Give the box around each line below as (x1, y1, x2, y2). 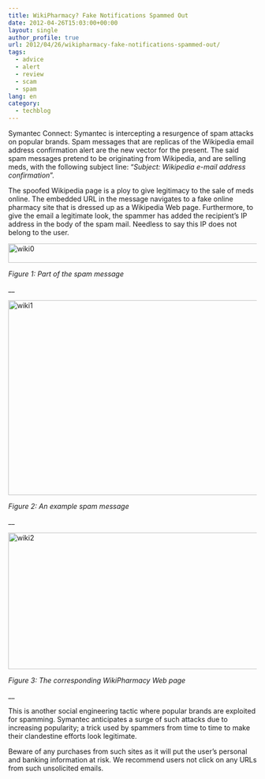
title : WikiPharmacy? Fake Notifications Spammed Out (8, 11, 189, 20)
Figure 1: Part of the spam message (8, 269, 125, 279)
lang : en (8, 92, 37, 100)
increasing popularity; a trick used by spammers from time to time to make (8, 723, 251, 732)
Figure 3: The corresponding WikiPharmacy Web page (8, 676, 186, 685)
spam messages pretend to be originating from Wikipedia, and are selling (8, 154, 246, 163)
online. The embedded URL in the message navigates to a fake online (8, 194, 234, 204)
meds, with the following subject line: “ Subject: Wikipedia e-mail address (8, 163, 246, 171)
